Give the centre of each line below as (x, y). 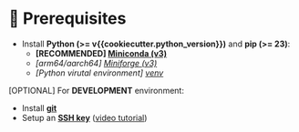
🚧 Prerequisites (67, 19)
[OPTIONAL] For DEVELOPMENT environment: (96, 90)
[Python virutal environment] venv (99, 73)
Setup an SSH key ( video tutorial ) (84, 117)
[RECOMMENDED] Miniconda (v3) (101, 53)
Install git (39, 107)
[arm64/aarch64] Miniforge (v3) (96, 63)
